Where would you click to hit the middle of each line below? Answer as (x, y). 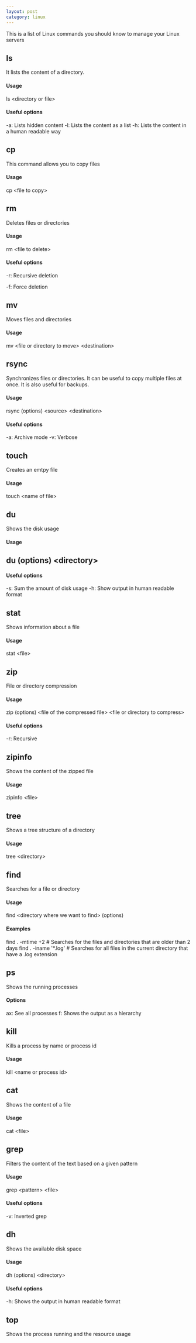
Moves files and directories (39, 319)
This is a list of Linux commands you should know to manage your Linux (93, 33)
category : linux (26, 17)
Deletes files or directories (38, 222)
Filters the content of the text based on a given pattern (72, 1163)
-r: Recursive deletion (32, 275)
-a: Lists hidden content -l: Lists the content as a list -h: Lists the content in (96, 125)
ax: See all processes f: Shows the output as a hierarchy (74, 1013)
